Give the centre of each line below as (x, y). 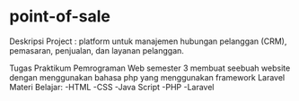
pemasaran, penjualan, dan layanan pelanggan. (97, 50)
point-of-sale (60, 17)
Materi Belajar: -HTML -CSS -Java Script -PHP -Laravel (112, 87)
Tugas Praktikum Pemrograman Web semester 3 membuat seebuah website (150, 68)
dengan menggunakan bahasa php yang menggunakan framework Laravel (147, 77)
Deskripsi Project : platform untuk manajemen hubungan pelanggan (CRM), (148, 41)
